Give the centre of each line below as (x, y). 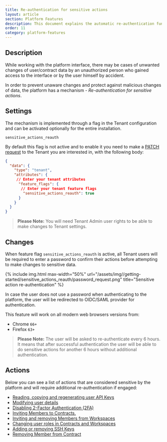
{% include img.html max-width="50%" (45, 274)
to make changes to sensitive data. (41, 264)
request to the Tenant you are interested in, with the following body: (75, 152)
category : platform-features (35, 33)
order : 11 (15, 28)
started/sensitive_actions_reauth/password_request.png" (64, 279)
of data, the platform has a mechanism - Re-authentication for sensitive (78, 90)
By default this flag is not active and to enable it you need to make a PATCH (82, 146)
